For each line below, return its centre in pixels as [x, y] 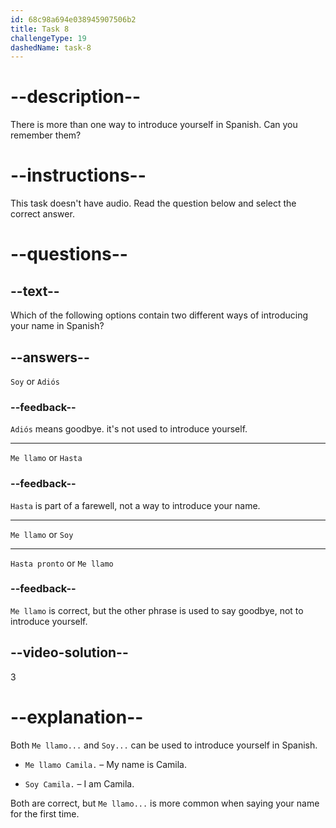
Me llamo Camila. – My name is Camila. [105, 764]
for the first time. [45, 813]
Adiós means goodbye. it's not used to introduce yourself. [129, 429]
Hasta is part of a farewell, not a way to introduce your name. [135, 505]
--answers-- [50, 357]
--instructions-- [78, 175]
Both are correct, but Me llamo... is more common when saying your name [165, 803]
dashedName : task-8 [51, 47]
